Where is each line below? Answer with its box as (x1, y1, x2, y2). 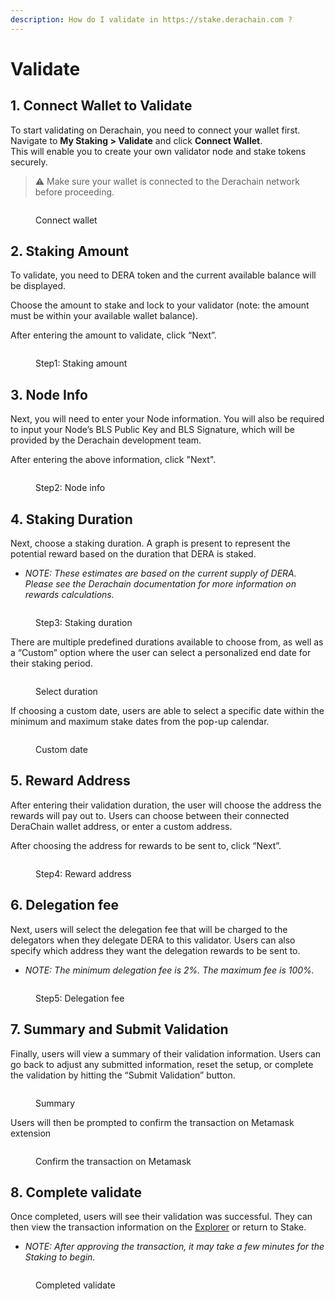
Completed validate (35, 1279, 116, 1291)
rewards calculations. (24, 589, 115, 601)
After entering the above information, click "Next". (10, 454, 217, 466)
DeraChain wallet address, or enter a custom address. (10, 820, 233, 832)
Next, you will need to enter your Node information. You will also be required (10, 413, 325, 425)
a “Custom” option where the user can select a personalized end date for (10, 647, 312, 659)
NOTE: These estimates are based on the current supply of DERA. (24, 567, 297, 580)
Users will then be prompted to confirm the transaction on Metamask (10, 1116, 295, 1128)
